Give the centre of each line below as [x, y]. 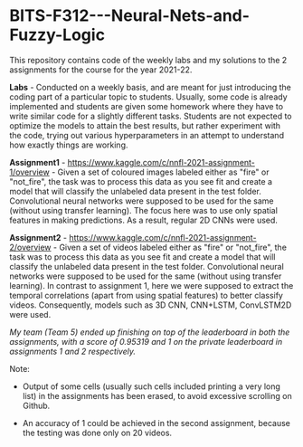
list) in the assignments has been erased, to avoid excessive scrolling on [157, 395]
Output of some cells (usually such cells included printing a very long [151, 386]
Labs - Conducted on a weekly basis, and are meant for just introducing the [151, 87]
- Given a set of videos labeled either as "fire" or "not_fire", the [170, 247]
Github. [36, 405]
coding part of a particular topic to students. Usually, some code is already [148, 97]
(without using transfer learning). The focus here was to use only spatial [144, 210]
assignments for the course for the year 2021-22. [101, 70]
